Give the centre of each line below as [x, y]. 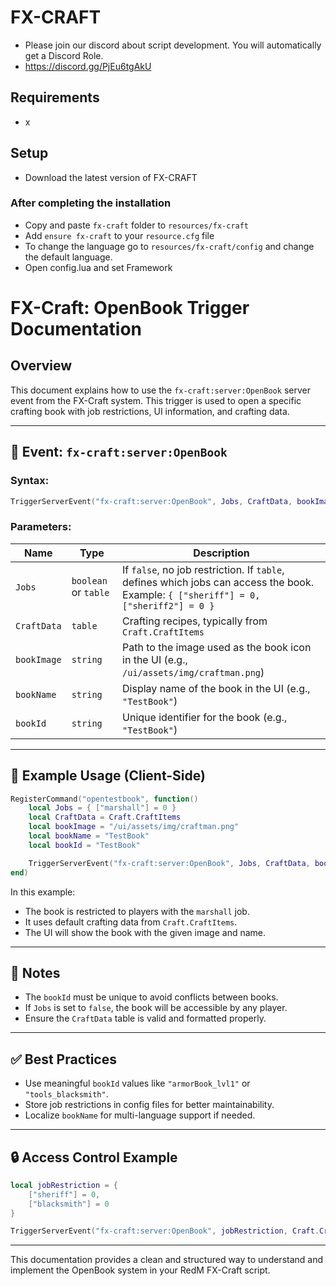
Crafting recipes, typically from [195, 621]
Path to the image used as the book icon [217, 647]
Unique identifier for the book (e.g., [205, 717]
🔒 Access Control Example [94, 1157]
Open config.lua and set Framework [98, 267]
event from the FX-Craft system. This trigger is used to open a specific [156, 400]
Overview [41, 366]
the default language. [68, 257]
